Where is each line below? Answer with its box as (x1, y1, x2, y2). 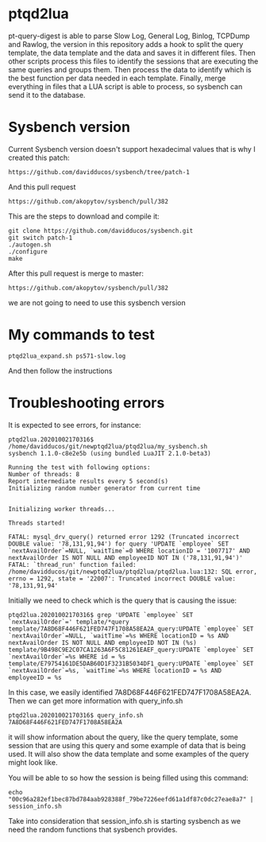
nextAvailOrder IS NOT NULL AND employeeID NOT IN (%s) (8, 638, 197, 646)
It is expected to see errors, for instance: (8, 420, 141, 429)
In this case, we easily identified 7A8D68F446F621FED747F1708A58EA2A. (8, 687, 252, 696)
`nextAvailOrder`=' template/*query (8, 618, 129, 626)
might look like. (8, 757, 58, 767)
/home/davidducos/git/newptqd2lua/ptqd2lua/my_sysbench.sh (8, 442, 208, 450)
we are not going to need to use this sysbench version (8, 297, 186, 307)
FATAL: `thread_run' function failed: (8, 561, 137, 568)
